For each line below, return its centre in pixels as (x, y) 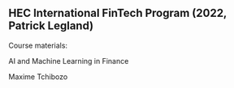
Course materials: (38, 45)
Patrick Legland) (51, 26)
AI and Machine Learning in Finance (69, 61)
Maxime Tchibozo (38, 77)
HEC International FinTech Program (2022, (118, 13)
